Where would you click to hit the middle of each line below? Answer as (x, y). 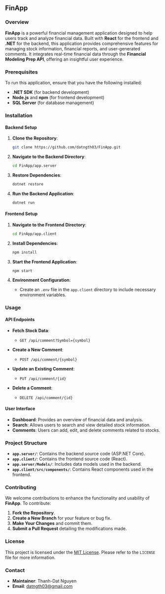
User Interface (20, 408)
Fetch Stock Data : (31, 331)
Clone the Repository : (35, 138)
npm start (22, 271)
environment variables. (43, 295)
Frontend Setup (21, 214)
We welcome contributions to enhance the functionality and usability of (78, 498)
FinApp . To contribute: (28, 503)
